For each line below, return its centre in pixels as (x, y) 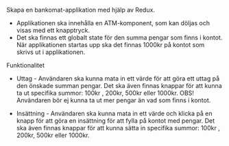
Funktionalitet (26, 65)
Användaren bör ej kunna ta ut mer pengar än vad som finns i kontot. (113, 100)
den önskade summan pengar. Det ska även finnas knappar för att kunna (119, 86)
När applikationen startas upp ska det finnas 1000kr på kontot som (110, 45)
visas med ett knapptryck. (53, 30)
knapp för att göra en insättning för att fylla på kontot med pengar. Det (116, 121)
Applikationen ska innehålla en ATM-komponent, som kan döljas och (113, 23)
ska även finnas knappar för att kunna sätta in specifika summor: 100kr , (118, 128)
